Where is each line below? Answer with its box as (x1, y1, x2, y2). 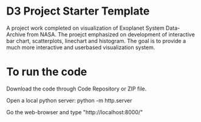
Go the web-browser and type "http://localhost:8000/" (6, 108, 143, 116)
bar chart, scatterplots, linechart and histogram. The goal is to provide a (6, 37, 186, 44)
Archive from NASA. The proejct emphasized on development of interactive (6, 30, 196, 38)
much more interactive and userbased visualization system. (6, 44, 155, 51)
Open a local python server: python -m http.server (6, 97, 132, 104)
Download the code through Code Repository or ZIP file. (6, 85, 147, 92)
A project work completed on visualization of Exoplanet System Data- (6, 24, 180, 32)
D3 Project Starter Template (6, 4, 150, 18)
